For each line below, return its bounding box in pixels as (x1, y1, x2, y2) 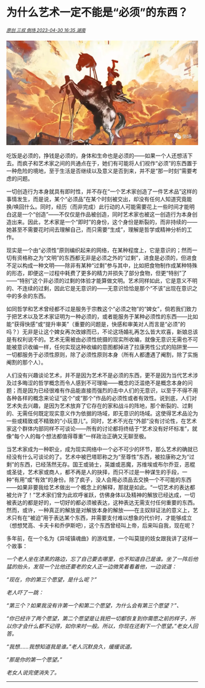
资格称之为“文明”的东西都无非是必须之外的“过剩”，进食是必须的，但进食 (16, 254, 197, 261)
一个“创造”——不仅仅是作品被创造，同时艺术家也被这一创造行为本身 (22, 210, 193, 218)
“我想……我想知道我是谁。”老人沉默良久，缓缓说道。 (6, 643, 136, 650)
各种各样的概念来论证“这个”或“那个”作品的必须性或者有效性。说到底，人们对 (6, 394, 197, 401)
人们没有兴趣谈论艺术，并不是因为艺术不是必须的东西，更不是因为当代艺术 (6, 371, 193, 379)
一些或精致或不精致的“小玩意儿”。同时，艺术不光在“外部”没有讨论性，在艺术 (6, 417, 197, 425)
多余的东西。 (16, 292, 49, 299)
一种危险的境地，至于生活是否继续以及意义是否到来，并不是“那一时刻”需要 (6, 167, 193, 174)
